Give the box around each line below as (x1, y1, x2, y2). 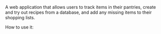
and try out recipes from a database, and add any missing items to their (5, 9, 152, 15)
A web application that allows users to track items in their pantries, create (5, 4, 156, 10)
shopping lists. (5, 15, 35, 20)
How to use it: (5, 24, 34, 30)
